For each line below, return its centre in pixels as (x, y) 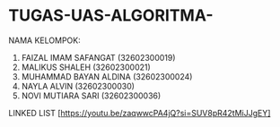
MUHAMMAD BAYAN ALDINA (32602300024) (107, 76)
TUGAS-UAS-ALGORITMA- (111, 16)
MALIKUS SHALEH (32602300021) (86, 67)
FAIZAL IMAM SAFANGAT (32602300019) (98, 57)
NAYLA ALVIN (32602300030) (78, 86)
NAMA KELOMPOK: (45, 40)
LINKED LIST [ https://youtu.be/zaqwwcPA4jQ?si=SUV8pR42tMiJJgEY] (140, 113)
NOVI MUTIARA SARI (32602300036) (91, 96)
